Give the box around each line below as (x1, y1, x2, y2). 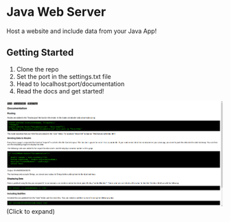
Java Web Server (6, 4, 106, 20)
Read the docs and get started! (16, 87, 104, 95)
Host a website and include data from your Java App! (6, 27, 157, 35)
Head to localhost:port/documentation (16, 80, 125, 88)
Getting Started (6, 47, 74, 58)
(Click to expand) (6, 207, 56, 215)
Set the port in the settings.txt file (16, 72, 111, 80)
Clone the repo (16, 65, 59, 73)
